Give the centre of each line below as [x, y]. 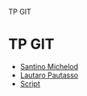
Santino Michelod [49, 66]
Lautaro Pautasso [49, 75]
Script [30, 83]
